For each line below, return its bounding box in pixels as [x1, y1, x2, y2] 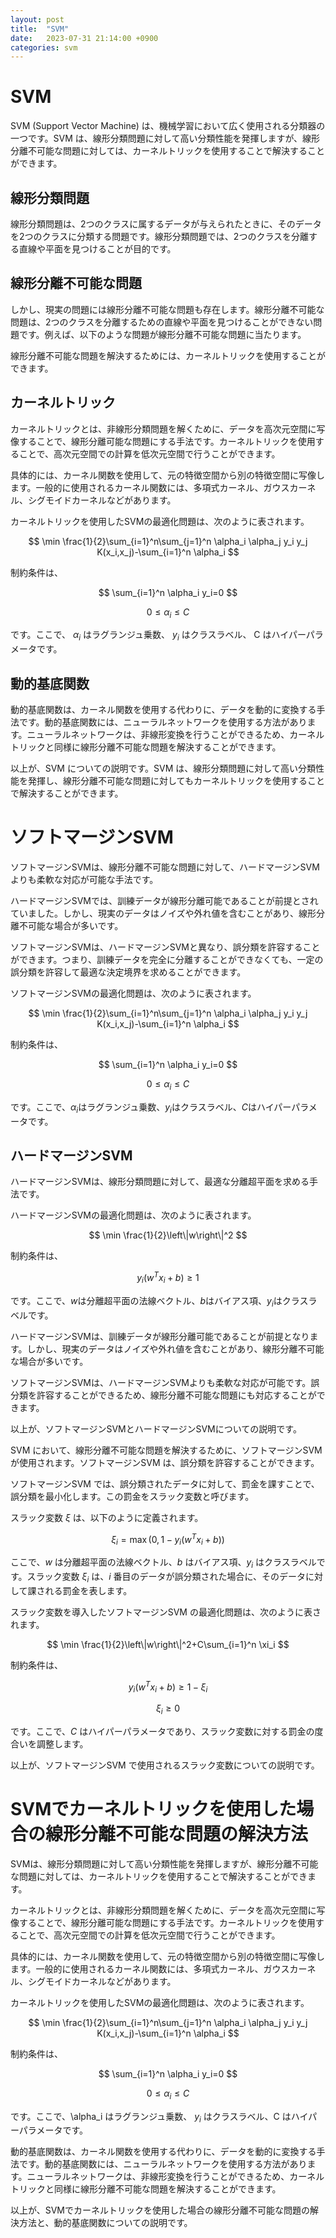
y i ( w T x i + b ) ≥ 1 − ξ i [128, 1679, 208, 1695]
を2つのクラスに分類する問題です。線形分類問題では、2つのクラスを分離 [10, 231, 310, 242]
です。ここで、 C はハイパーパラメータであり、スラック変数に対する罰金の [10, 1725, 315, 1737]
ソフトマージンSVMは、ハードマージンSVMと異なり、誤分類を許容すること [10, 941, 321, 953]
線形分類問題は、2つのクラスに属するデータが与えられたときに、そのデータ [10, 218, 322, 230]
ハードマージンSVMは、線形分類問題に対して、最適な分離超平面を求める [10, 1176, 310, 1188]
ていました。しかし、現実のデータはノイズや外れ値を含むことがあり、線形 [10, 907, 317, 919]
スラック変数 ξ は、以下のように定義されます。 [10, 1511, 204, 1523]
